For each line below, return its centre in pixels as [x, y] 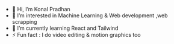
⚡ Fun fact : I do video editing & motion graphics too [76, 35]
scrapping [24, 22]
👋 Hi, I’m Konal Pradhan [41, 9]
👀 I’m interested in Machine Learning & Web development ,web [90, 15]
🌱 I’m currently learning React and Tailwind [65, 28]
